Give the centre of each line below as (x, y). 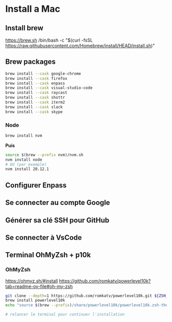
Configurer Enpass (36, 185)
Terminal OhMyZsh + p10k (48, 255)
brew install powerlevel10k (35, 300)
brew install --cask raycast (36, 93)
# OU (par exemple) (26, 164)
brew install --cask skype (34, 112)
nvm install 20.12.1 (27, 169)
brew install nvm (24, 136)
